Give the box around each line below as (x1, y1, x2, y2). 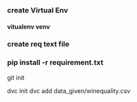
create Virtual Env (7, 5, 68, 15)
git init (7, 73, 25, 81)
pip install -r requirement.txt (7, 58, 104, 67)
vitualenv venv (7, 23, 50, 31)
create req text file (7, 40, 70, 49)
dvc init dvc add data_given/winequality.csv (7, 86, 131, 94)
